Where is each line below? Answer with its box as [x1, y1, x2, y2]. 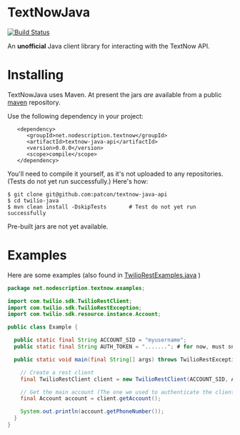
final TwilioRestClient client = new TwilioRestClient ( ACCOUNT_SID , [20, 376, 229, 383]
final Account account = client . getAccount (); [20, 395, 161, 402]
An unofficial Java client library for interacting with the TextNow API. [7, 41, 210, 50]
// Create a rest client [20, 369, 94, 376]
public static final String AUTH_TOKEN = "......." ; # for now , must [14, 344, 225, 351]
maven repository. [7, 98, 61, 106]
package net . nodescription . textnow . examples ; [7, 284, 145, 291]
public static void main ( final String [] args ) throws [14, 356, 177, 363]
